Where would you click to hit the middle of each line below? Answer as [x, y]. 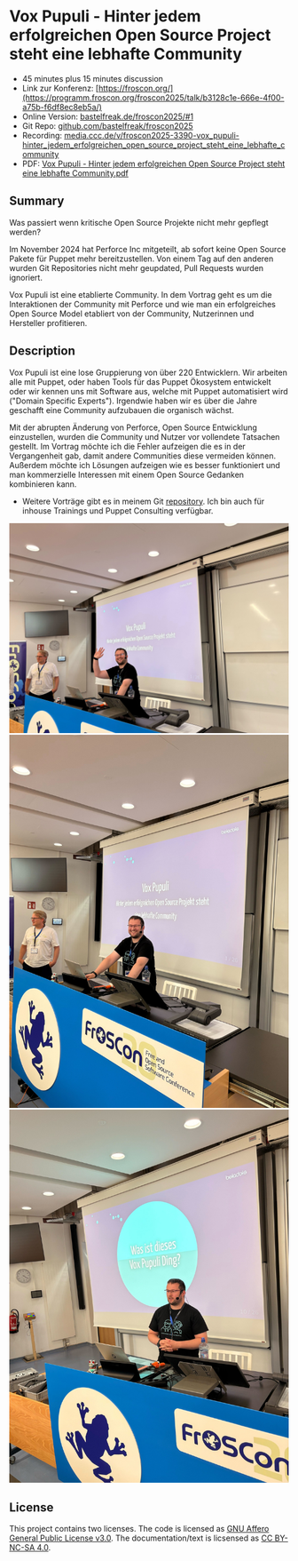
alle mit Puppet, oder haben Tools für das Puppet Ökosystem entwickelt [141, 382]
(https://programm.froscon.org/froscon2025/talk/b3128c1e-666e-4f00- [153, 97]
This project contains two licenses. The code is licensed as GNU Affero [139, 1529]
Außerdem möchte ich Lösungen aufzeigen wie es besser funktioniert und [145, 465]
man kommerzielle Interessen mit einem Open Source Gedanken [127, 474]
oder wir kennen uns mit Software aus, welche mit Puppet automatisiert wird [149, 391]
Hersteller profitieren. [48, 323]
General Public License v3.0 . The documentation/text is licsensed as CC [141, 1538]
